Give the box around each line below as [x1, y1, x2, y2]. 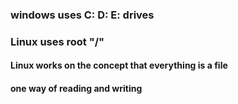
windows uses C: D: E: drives [10, 8, 155, 22]
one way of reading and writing [10, 83, 143, 95]
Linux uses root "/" [10, 34, 105, 48]
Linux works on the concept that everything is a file [10, 59, 228, 72]
